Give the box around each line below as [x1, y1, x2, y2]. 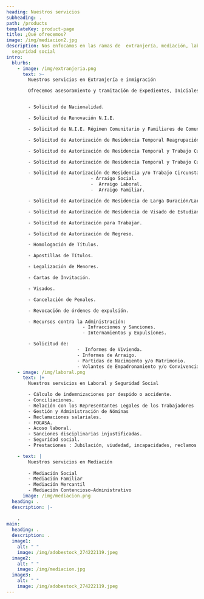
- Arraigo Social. [90, 176, 137, 182]
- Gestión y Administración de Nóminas [28, 408, 129, 414]
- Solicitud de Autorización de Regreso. [28, 230, 135, 237]
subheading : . [6, 15, 42, 21]
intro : [6, 54, 23, 60]
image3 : [12, 572, 32, 578]
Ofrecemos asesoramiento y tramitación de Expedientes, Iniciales [28, 88, 200, 94]
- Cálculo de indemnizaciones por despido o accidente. [28, 392, 172, 398]
